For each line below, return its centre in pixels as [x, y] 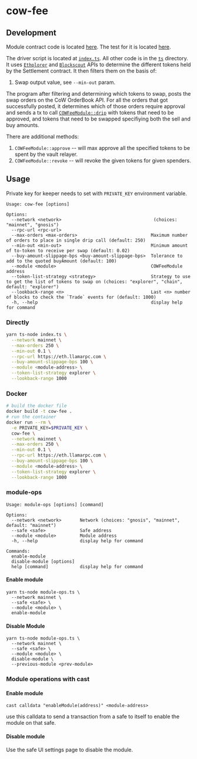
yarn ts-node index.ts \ [36, 335]
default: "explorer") [33, 287]
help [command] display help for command [77, 566]
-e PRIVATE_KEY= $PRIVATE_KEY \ [50, 428]
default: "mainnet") [31, 525]
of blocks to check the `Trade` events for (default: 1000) [81, 297]
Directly [18, 322]
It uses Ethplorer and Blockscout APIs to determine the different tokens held [98, 64]
